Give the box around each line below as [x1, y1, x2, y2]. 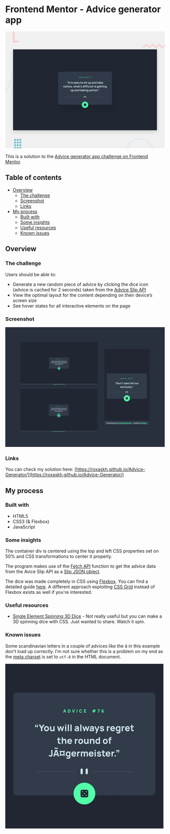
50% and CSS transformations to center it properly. [5, 553, 112, 559]
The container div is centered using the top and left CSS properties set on [5, 548, 159, 554]
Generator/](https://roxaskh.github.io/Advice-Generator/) [5, 472, 124, 478]
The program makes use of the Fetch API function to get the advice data [5, 563, 156, 570]
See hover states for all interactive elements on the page [12, 302, 131, 309]
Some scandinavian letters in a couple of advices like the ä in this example [5, 642, 160, 649]
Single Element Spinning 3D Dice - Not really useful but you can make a [12, 613, 162, 619]
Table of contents [5, 173, 62, 182]
